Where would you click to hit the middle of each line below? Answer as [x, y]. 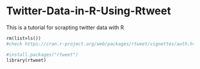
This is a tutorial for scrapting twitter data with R [65, 27]
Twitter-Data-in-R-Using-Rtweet [89, 11]
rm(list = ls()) [24, 38]
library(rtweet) [26, 60]
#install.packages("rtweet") [42, 55]
